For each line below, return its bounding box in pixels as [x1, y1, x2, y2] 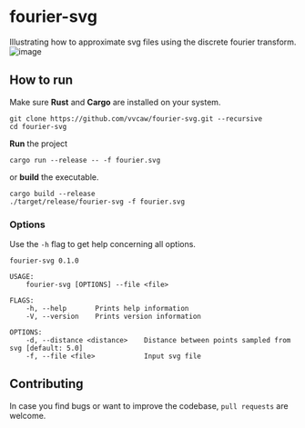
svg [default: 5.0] [9, 343, 84, 353]
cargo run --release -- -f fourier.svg [9, 155, 161, 164]
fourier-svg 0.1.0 [9, 256, 79, 265]
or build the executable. [9, 171, 99, 183]
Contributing [9, 376, 84, 392]
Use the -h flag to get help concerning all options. [9, 239, 196, 250]
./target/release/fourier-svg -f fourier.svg [9, 197, 185, 206]
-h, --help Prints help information [25, 304, 189, 314]
